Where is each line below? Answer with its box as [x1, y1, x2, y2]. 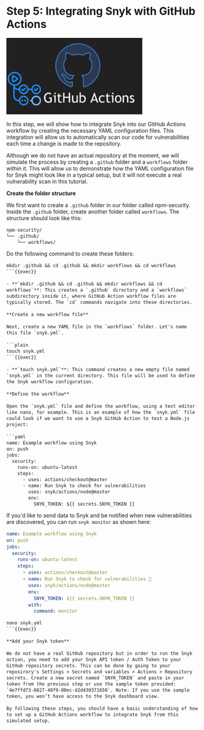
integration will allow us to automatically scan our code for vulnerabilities [6, 133, 189, 141]
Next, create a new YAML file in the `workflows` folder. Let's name [6, 323, 188, 330]
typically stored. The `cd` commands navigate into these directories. [6, 299, 192, 305]
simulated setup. [6, 718, 51, 724]
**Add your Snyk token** [6, 638, 70, 644]
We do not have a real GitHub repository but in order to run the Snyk [6, 651, 192, 657]
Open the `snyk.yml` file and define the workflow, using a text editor [6, 403, 195, 409]
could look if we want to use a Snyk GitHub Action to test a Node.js [6, 415, 190, 421]
